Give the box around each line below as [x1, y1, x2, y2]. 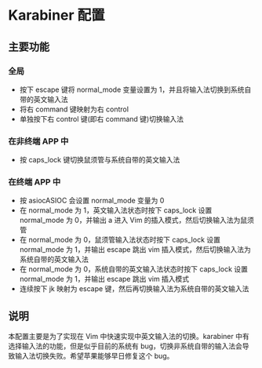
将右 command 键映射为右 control [19, 104, 129, 114]
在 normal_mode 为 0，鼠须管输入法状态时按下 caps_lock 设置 [19, 235, 221, 245]
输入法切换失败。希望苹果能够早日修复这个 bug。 [14, 352, 174, 361]
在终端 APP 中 [8, 177, 61, 188]
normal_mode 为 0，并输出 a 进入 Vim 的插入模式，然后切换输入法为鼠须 [19, 216, 255, 225]
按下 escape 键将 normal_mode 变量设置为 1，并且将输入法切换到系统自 [19, 85, 252, 94]
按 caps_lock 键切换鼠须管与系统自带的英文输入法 [19, 155, 180, 165]
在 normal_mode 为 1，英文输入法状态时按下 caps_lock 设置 [19, 206, 213, 215]
